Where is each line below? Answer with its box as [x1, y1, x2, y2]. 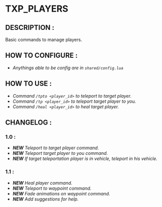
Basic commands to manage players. [5, 36, 83, 43]
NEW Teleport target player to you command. [12, 150, 108, 156]
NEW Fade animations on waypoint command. [12, 190, 110, 196]
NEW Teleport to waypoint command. [12, 185, 92, 191]
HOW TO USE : [5, 79, 52, 88]
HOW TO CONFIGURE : [5, 51, 78, 60]
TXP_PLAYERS [5, 3, 68, 15]
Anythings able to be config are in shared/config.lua [12, 64, 124, 71]
